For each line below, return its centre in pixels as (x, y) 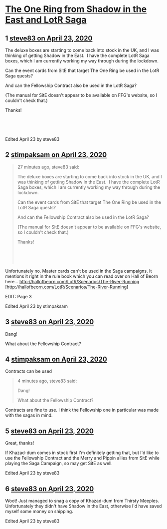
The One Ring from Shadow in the (76, 9)
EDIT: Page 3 (18, 296)
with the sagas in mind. (29, 415)
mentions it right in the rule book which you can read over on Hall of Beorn (82, 276)
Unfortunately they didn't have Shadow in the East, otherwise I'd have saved (83, 506)
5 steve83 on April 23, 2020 (49, 431)
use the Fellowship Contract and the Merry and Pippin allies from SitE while (82, 458)
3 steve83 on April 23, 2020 (50, 322)
